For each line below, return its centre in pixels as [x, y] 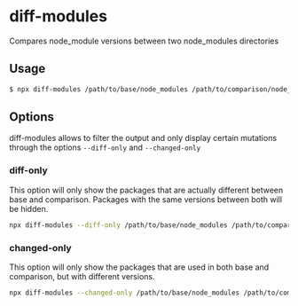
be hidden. [29, 208]
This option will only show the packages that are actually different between [146, 190]
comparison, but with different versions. [82, 276]
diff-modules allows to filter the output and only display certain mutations [143, 138]
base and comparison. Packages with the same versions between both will [145, 199]
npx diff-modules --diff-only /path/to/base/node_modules [118, 225]
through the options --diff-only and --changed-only [105, 147]
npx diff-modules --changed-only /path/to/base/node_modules [125, 293]
